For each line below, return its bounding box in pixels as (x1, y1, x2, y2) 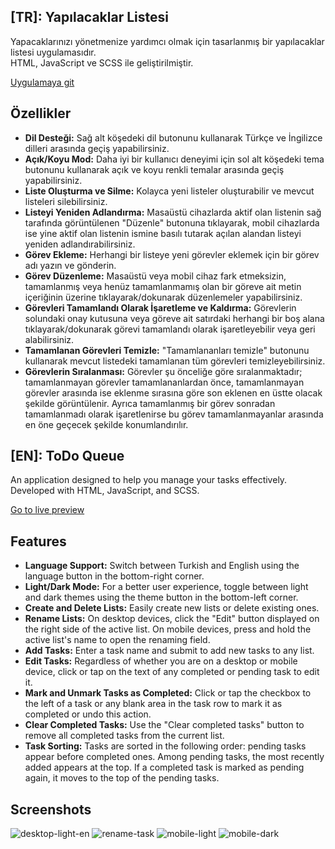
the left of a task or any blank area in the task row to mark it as (24, 698, 283, 710)
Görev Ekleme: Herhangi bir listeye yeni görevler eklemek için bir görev (24, 248, 320, 260)
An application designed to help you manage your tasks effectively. (10, 474, 288, 486)
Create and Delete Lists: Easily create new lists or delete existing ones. (24, 602, 320, 614)
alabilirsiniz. (24, 333, 75, 345)
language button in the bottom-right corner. (24, 570, 205, 582)
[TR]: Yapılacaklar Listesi (10, 9, 169, 26)
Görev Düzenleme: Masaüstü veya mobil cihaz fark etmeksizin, (24, 270, 287, 282)
